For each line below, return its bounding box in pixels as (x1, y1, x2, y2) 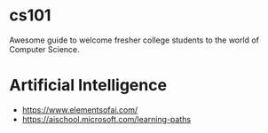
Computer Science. (9, 43, 80, 54)
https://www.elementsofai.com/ (21, 104, 138, 115)
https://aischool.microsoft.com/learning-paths (21, 113, 192, 124)
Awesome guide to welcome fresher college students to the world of (9, 35, 260, 45)
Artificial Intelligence (9, 75, 167, 96)
